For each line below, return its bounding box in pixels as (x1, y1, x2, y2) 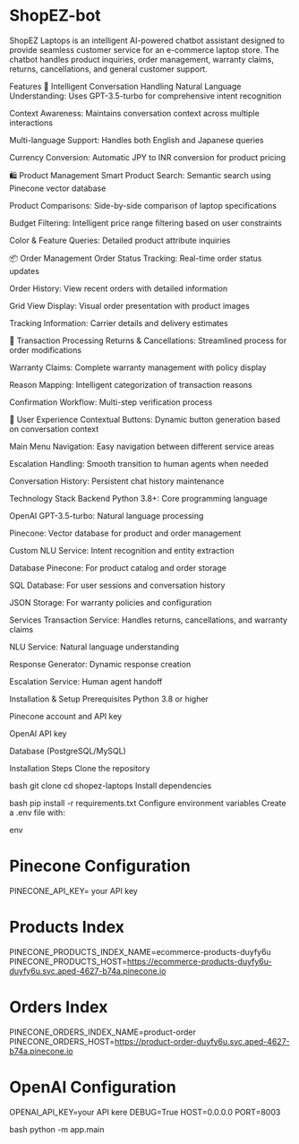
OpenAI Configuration (9, 1077, 176, 1097)
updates (9, 265, 40, 276)
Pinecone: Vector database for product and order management (9, 528, 242, 538)
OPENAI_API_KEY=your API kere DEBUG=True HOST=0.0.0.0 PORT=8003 (9, 1106, 281, 1117)
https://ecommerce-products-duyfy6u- (126, 956, 272, 967)
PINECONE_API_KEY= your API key (9, 885, 139, 896)
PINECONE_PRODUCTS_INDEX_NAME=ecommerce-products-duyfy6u (9, 946, 271, 957)
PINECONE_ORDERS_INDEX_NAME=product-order (9, 1027, 197, 1037)
